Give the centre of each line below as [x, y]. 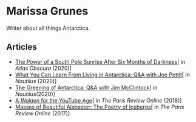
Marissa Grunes [47, 11]
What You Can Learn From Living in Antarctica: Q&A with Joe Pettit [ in [102, 75]
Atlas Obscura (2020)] [43, 68]
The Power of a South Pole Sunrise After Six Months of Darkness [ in [100, 61]
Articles [22, 47]
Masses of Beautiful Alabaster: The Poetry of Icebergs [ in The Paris [100, 107]
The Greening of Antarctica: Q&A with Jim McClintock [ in [86, 87]
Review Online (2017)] [42, 113]
